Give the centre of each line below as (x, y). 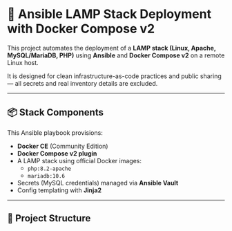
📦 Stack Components (55, 112)
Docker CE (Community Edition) (62, 146)
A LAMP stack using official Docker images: (79, 160)
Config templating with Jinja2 (59, 190)
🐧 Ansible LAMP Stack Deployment (109, 14)
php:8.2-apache (49, 169)
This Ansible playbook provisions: (55, 132)
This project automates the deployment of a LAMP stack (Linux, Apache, (112, 48)
